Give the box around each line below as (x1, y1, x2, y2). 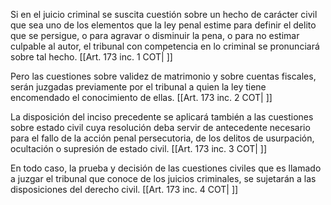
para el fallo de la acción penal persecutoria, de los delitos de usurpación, (10, 132, 315, 144)
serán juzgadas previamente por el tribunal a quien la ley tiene (10, 81, 267, 93)
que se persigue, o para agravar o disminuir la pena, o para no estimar (10, 30, 300, 41)
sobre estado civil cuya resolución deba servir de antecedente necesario (10, 122, 311, 133)
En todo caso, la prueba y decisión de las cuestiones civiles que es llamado (10, 162, 322, 174)
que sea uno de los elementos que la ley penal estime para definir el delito (10, 19, 317, 31)
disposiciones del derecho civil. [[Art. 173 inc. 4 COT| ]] (10, 184, 239, 195)
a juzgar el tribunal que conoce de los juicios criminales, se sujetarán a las (10, 173, 317, 184)
